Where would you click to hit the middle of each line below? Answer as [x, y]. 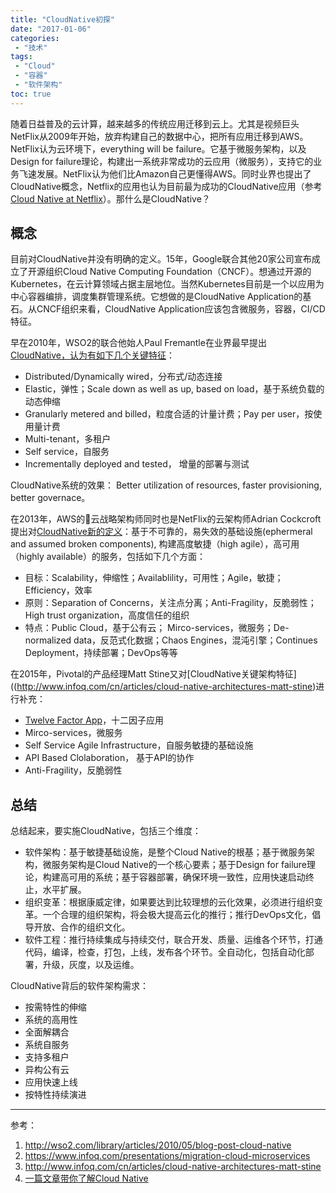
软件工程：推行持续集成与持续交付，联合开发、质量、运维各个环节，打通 [173, 940]
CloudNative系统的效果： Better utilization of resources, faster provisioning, [166, 485]
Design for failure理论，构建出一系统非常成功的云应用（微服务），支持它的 [162, 161]
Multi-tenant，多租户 [68, 439]
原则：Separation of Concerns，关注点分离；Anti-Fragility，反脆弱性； [170, 603]
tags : [21, 57]
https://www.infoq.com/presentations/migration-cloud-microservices [167, 1156]
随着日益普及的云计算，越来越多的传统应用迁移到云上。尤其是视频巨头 [155, 123]
